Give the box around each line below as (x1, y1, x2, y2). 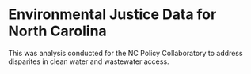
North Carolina (8, 22, 107, 40)
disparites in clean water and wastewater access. (8, 57, 169, 66)
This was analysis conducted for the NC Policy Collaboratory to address (8, 48, 243, 57)
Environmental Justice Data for (8, 6, 217, 24)
